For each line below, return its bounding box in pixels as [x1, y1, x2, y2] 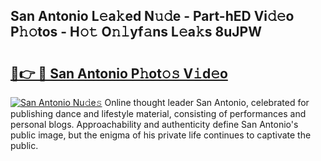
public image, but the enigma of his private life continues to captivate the [10, 129, 312, 141]
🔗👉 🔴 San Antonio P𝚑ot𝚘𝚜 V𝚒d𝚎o [10, 65, 228, 82]
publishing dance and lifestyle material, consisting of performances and [10, 108, 307, 119]
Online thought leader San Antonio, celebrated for [104, 97, 310, 108]
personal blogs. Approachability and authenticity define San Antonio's [10, 119, 299, 130]
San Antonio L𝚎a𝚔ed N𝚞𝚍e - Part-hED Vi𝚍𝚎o [10, 8, 295, 25]
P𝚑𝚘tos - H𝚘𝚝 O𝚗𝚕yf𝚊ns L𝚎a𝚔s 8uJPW [10, 24, 262, 41]
